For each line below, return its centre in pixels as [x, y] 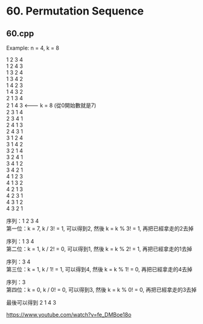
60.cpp [20, 34]
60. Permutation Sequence [75, 11]
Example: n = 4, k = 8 [33, 48]
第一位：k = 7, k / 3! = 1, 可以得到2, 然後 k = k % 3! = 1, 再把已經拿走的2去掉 [100, 228]
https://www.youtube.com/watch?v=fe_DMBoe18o [69, 315]
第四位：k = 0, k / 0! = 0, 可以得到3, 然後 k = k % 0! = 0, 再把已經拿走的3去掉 [101, 290]
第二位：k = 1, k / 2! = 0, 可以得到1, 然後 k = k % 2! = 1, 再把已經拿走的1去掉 [99, 249]
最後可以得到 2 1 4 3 [31, 303]
